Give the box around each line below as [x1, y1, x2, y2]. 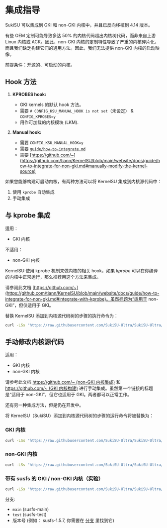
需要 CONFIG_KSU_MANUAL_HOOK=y [19, 139, 83, 145]
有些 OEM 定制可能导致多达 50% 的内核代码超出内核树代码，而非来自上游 [5, 32, 156, 38]
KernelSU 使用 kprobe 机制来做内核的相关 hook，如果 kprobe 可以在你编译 [5, 267, 158, 274]
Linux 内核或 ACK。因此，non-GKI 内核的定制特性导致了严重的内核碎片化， [5, 38, 160, 45]
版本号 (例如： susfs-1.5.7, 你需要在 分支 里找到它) [12, 517, 114, 523]
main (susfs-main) [12, 506, 49, 512]
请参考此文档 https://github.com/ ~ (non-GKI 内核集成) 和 [5, 379, 121, 385]
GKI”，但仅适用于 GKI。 [5, 302, 54, 308]
